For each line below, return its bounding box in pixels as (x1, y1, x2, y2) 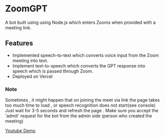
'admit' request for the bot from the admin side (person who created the (5, 113, 152, 119)
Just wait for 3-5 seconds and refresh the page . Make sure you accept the (5, 108, 159, 114)
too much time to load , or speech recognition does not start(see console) (5, 102, 156, 108)
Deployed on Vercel (12, 73, 53, 79)
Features (5, 39, 33, 48)
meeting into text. (12, 58, 49, 64)
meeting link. (5, 24, 32, 30)
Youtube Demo (5, 128, 36, 134)
